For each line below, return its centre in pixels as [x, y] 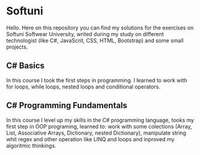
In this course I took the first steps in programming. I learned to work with [97, 80]
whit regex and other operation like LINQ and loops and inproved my [90, 139]
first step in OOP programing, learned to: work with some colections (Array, [99, 126]
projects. [17, 47]
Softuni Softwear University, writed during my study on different [85, 34]
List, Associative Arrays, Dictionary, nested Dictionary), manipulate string [96, 133]
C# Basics [25, 66]
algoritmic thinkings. [31, 145]
